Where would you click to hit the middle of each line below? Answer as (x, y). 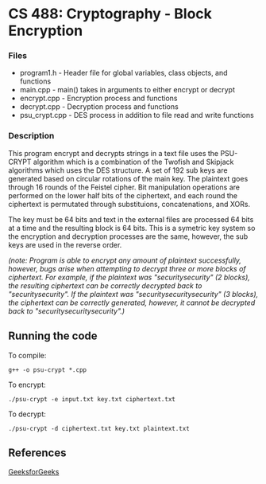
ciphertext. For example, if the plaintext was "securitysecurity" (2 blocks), (129, 277)
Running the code (53, 336)
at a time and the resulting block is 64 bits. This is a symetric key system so (132, 228)
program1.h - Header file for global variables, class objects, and (123, 73)
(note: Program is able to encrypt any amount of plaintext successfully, (125, 260)
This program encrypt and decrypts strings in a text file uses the (114, 153)
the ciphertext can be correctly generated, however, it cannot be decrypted (132, 302)
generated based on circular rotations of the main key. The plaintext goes (128, 178)
